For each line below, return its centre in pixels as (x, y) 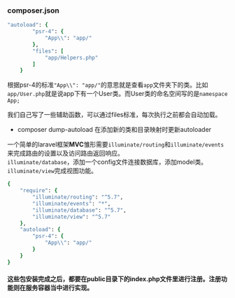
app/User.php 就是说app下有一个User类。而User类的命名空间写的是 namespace (117, 94)
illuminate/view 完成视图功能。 (52, 171)
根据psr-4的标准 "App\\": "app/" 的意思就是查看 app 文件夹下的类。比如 (108, 85)
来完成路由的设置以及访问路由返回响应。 (65, 154)
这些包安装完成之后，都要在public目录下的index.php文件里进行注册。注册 (114, 279)
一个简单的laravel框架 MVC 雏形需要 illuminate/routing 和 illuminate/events (116, 144)
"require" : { (39, 191)
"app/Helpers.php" (71, 57)
